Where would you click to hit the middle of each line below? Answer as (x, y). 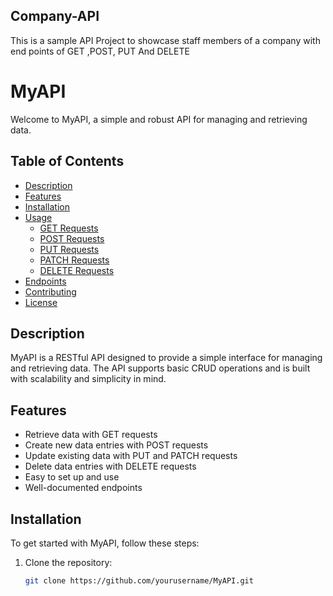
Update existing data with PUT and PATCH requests (131, 456)
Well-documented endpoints (83, 488)
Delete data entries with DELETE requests (110, 466)
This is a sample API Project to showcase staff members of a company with (165, 40)
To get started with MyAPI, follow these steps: (105, 543)
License (41, 302)
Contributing (50, 291)
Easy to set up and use (72, 477)
